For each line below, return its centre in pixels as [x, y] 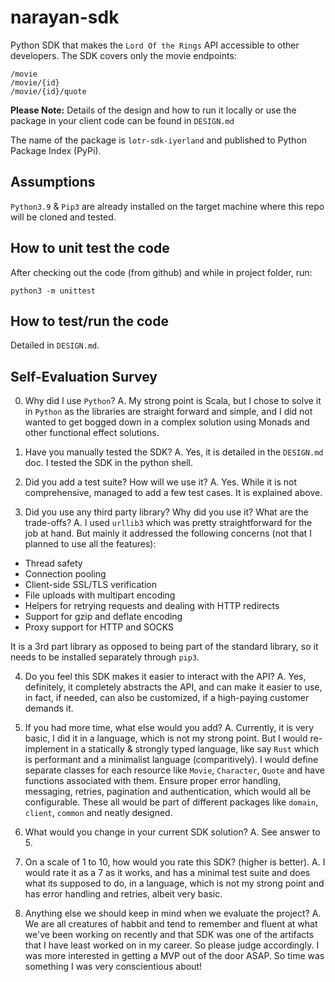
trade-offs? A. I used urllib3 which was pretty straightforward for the [168, 523]
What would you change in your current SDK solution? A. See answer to [172, 832]
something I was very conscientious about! [113, 967]
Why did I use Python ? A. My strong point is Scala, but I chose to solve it [173, 401]
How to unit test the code [90, 248]
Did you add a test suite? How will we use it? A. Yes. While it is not [161, 482]
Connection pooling [65, 574]
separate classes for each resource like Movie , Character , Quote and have [174, 770]
